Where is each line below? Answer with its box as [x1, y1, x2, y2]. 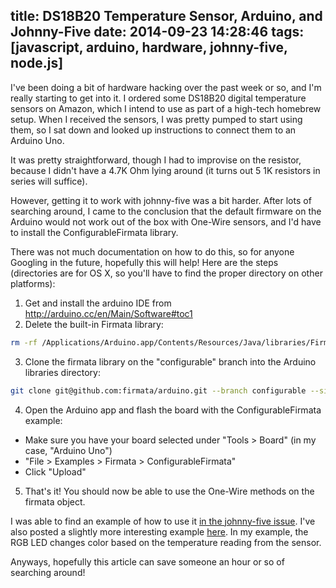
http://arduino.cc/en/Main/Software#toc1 [24, 307, 193, 319]
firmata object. [24, 495, 86, 508]
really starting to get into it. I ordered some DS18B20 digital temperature [10, 92, 307, 104]
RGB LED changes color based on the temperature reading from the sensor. [10, 536, 322, 548]
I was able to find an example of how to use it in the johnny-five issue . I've [10, 515, 316, 527]
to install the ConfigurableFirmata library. [10, 226, 179, 238]
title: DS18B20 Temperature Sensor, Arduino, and [10, 8, 323, 25]
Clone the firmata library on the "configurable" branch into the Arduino [24, 355, 317, 368]
